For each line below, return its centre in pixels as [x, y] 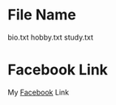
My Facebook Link [39, 92]
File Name [42, 15]
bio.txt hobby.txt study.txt [51, 37]
